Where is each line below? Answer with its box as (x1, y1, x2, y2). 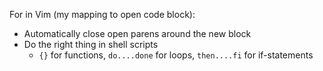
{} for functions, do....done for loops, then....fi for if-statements (38, 49, 314, 61)
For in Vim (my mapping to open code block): (9, 9, 196, 20)
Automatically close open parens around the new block (23, 28, 252, 39)
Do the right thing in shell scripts (23, 39, 159, 50)
